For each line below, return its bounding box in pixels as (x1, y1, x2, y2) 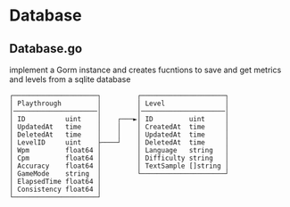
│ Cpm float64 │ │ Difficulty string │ (9, 153, 229, 162)
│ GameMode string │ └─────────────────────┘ (9, 170, 229, 178)
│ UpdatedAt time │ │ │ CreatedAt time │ (9, 122, 229, 131)
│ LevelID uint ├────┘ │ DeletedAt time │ (9, 138, 229, 147)
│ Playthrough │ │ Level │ (9, 99, 229, 108)
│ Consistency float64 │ (9, 185, 102, 194)
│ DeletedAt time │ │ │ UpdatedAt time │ (9, 130, 229, 139)
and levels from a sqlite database (9, 74, 131, 85)
